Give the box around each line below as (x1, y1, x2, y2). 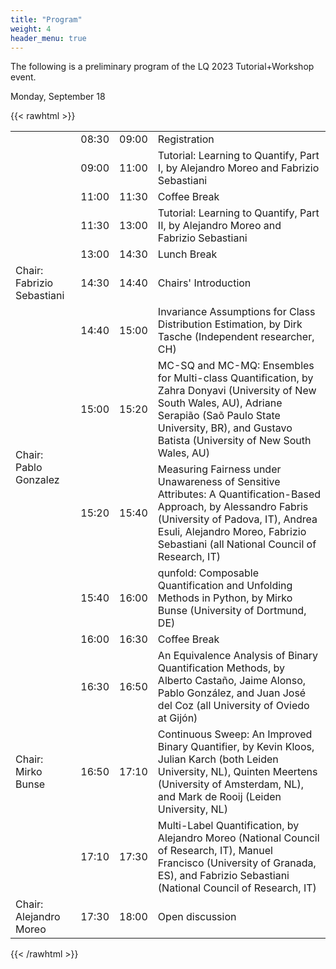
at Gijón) (157, 711, 198, 725)
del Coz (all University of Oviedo (157, 699, 310, 713)
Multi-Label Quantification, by (157, 819, 300, 833)
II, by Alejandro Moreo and (157, 219, 282, 233)
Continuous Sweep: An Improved (157, 727, 313, 741)
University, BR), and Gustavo (157, 421, 293, 435)
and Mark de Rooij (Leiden (157, 790, 282, 804)
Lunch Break (157, 247, 218, 261)
